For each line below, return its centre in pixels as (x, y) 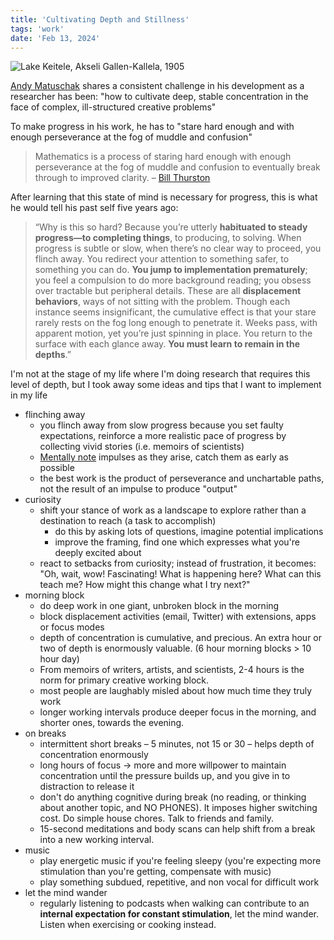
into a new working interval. (97, 840)
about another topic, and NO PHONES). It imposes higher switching (178, 808)
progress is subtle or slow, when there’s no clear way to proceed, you (178, 248)
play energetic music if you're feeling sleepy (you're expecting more (180, 861)
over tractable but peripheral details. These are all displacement (168, 291)
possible (57, 468)
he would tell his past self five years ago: (94, 208)
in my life (29, 395)
